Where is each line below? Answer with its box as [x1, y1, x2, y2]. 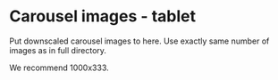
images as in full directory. [9, 44, 107, 55]
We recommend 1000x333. [9, 62, 109, 73]
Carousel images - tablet [9, 6, 197, 27]
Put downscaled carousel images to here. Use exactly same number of [9, 36, 270, 46]
